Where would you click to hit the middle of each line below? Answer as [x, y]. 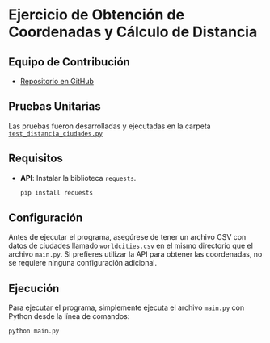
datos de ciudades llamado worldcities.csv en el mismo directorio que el [131, 246]
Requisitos [36, 159]
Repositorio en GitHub [57, 81]
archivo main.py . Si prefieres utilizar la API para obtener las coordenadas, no [135, 254]
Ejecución [34, 288]
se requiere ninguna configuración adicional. [83, 263]
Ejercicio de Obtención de [96, 15]
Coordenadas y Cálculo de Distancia [133, 32]
